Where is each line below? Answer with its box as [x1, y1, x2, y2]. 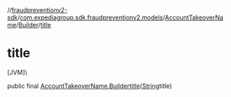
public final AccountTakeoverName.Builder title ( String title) [7, 82, 173, 90]
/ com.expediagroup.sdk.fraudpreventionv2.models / [17, 13, 166, 22]
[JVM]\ [7, 68, 28, 76]
